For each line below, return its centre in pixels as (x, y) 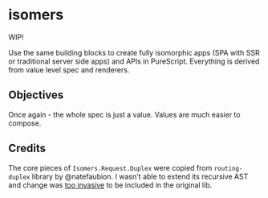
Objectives (36, 95)
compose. (25, 123)
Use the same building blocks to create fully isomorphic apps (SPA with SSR (134, 52)
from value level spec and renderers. (69, 69)
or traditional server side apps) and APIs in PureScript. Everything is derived (134, 61)
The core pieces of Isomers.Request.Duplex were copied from (110, 167)
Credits (27, 148)
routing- (228, 168)
